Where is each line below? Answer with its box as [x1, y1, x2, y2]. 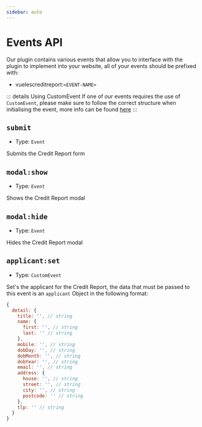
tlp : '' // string [17, 404, 64, 410]
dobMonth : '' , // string [17, 353, 81, 359]
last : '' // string [22, 330, 72, 336]
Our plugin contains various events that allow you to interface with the [6, 56, 183, 63]
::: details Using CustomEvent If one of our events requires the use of [6, 93, 181, 100]
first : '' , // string [22, 325, 78, 331]
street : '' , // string [22, 382, 81, 388]
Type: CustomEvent [15, 271, 62, 279]
